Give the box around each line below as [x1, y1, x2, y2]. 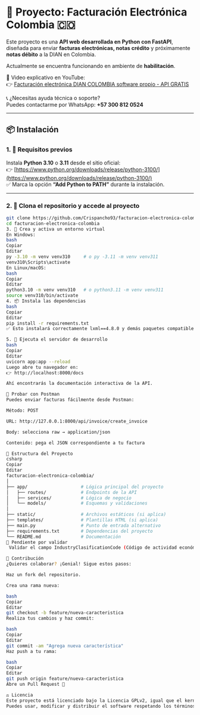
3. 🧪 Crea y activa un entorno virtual [6, 226, 105, 232]
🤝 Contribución [6, 555, 44, 562]
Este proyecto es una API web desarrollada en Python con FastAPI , [6, 38, 174, 45]
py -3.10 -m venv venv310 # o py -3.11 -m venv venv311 [6, 254, 159, 260]
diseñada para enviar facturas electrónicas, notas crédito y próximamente [6, 44, 190, 51]
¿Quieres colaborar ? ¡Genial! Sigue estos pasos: [6, 561, 132, 567]
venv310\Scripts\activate [6, 259, 70, 265]
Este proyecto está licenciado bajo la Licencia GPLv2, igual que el [6, 697, 183, 704]
